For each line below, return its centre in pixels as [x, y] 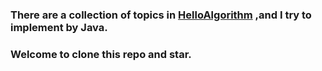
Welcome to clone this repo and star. [101, 54]
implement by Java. [59, 27]
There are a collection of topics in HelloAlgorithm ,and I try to [161, 15]
